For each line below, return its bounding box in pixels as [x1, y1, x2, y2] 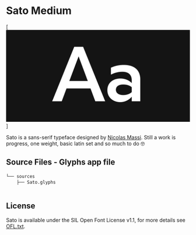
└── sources [6, 173, 35, 179]
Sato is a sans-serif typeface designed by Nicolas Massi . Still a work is [6, 134, 176, 141]
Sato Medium [6, 4, 72, 17]
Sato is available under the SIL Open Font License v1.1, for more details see [6, 216, 185, 223]
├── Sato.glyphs [16, 179, 57, 185]
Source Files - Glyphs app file [6, 157, 116, 167]
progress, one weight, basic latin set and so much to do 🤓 [6, 140, 145, 147]
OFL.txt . [6, 223, 26, 230]
